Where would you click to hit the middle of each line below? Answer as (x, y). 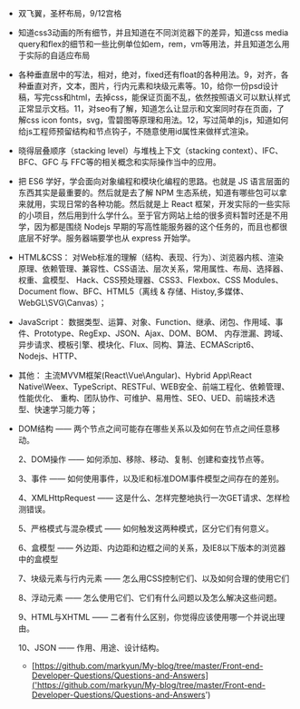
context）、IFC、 (252, 151)
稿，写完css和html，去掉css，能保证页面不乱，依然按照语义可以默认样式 (154, 97)
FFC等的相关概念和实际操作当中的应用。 (146, 162)
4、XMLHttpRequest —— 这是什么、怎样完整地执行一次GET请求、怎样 (150, 498)
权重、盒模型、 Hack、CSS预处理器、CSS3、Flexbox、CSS (130, 280)
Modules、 (263, 280)
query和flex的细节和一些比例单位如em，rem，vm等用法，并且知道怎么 (150, 44)
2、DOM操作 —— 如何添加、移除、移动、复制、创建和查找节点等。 (143, 459)
